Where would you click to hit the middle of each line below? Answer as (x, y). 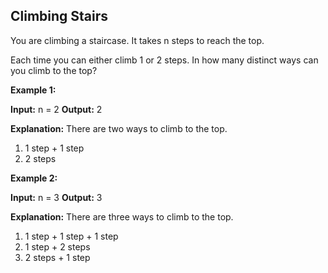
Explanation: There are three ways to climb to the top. (122, 216)
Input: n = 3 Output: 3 (56, 197)
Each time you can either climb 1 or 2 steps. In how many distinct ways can (164, 60)
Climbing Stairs (59, 16)
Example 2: (34, 178)
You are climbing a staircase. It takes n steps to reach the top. (137, 40)
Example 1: (33, 90)
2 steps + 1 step (57, 257)
